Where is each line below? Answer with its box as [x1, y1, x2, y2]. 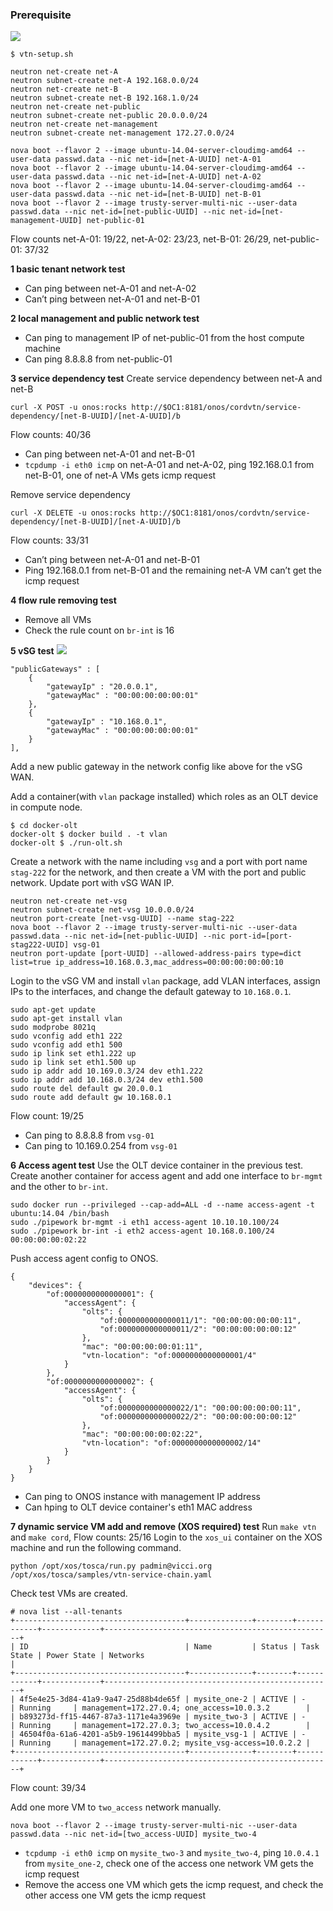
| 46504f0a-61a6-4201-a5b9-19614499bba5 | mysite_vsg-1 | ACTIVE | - [10, 1729, 307, 1740]
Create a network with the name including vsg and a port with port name [10, 856, 308, 868]
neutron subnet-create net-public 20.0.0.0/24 [10, 111, 208, 121]
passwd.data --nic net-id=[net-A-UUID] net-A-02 [54, 172, 262, 182]
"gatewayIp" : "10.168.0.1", [46, 717, 168, 727]
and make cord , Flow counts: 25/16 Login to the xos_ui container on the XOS [10, 1531, 323, 1543]
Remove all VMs [24, 614, 92, 626]
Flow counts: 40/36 [10, 429, 92, 441]
